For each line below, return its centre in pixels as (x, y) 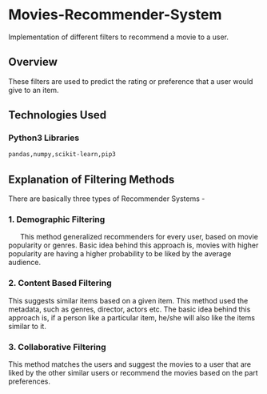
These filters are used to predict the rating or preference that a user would (131, 81)
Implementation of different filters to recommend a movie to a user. (119, 37)
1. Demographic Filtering (57, 219)
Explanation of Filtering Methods (92, 179)
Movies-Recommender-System (115, 15)
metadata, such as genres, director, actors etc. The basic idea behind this (130, 309)
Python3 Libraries (44, 138)
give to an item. (34, 90)
